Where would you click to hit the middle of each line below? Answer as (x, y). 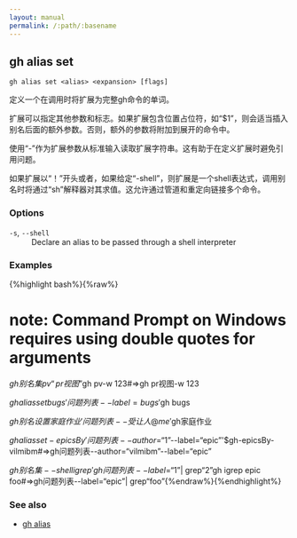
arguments (50, 358)
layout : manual (37, 17)
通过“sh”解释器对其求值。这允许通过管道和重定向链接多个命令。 (149, 190)
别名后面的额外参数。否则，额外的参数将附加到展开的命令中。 (122, 130)
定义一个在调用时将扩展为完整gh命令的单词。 (92, 99)
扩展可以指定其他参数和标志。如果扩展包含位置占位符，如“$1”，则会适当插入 (149, 119)
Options (27, 213)
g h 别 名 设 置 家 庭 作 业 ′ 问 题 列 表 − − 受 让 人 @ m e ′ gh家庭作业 (111, 421)
